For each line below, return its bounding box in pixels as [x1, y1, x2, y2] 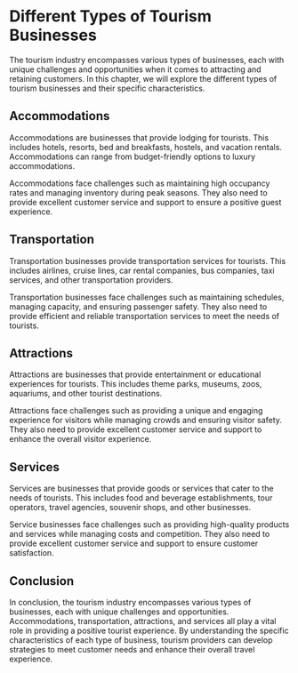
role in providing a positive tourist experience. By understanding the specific [9, 625, 289, 636]
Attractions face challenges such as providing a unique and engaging [9, 405, 263, 416]
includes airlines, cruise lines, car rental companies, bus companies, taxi [9, 265, 275, 276]
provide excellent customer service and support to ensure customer [9, 538, 259, 549]
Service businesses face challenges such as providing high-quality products [9, 519, 290, 530]
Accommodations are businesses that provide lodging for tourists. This [9, 132, 270, 143]
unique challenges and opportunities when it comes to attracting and [9, 64, 262, 75]
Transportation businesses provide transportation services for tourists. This [9, 255, 286, 266]
